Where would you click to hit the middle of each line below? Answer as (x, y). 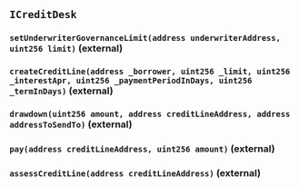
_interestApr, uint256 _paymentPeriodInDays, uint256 (131, 81)
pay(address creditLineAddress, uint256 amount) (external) (142, 149)
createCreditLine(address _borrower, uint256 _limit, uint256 (150, 72)
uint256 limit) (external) (66, 48)
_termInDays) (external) (61, 91)
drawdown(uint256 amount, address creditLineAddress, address (150, 114)
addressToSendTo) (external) (71, 124)
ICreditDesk (43, 15)
